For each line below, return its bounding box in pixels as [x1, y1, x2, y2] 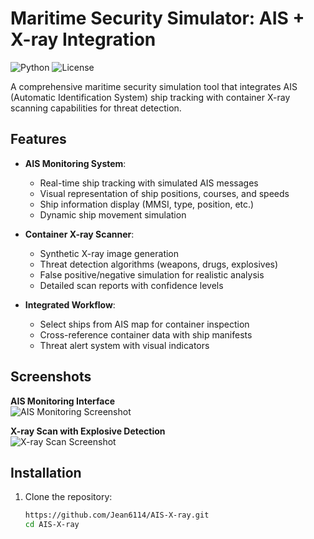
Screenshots [10, 368, 92, 386]
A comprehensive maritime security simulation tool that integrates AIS [10, 80, 298, 92]
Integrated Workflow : [24, 298, 116, 311]
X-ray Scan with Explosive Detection [10, 425, 166, 437]
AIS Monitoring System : [24, 157, 127, 169]
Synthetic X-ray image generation [39, 247, 180, 259]
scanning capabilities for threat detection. [10, 102, 182, 114]
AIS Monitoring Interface [10, 395, 115, 407]
